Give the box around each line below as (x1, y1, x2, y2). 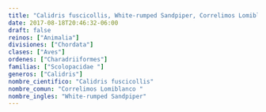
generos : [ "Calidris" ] (8, 70, 83, 78)
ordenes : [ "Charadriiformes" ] (8, 56, 108, 64)
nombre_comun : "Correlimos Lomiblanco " (8, 84, 144, 93)
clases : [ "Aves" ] (8, 48, 66, 56)
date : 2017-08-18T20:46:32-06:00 (8, 19, 119, 27)
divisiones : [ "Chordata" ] (8, 41, 93, 49)
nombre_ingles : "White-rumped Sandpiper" (8, 92, 147, 100)
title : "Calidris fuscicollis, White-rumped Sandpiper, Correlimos (8, 11, 236, 20)
